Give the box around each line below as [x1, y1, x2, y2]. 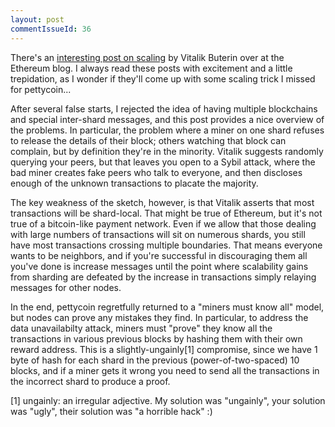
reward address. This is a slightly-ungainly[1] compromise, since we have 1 [10, 343, 318, 355]
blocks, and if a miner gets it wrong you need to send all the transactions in [10, 364, 320, 376]
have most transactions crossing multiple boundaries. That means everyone [10, 239, 323, 251]
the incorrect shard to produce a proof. [10, 375, 171, 387]
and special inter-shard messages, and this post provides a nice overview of [10, 113, 325, 125]
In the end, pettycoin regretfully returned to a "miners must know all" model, [10, 301, 325, 313]
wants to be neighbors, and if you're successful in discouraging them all [10, 249, 308, 261]
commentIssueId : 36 [10, 24, 92, 34]
